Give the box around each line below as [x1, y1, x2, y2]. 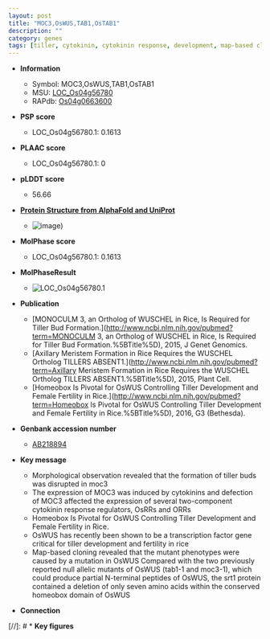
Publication [19, 299, 59, 309]
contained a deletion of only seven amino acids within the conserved [31, 582, 260, 592]
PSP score [19, 112, 55, 121]
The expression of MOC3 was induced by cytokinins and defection [31, 488, 253, 498]
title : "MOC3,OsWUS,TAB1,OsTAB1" [8, 19, 121, 27]
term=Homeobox [31, 399, 89, 410]
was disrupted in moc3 [31, 479, 108, 489]
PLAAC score [19, 143, 66, 153]
